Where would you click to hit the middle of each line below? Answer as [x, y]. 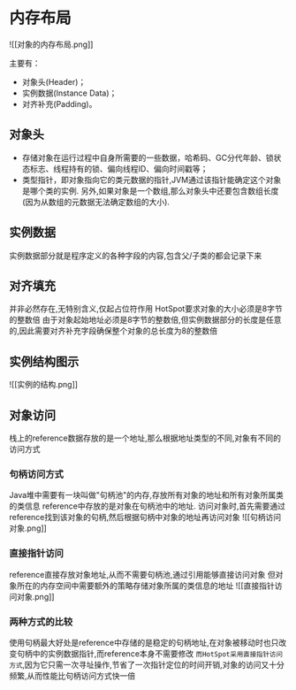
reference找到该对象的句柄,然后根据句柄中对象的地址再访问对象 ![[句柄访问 [145, 517]
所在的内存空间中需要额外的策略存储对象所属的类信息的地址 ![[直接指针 [146, 586]
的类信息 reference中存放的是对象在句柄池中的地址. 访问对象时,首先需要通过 [147, 506]
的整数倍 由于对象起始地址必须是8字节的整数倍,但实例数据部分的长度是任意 [145, 320]
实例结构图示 [44, 361]
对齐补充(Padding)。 [59, 103]
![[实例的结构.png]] [43, 385]
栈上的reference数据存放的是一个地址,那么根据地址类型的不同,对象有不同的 [145, 438]
